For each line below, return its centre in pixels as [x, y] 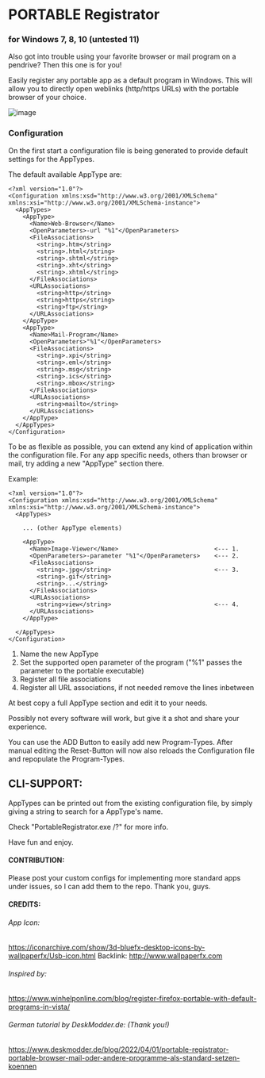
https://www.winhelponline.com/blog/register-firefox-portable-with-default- [132, 998]
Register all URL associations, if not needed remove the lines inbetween [137, 687]
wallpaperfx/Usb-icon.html [52, 955]
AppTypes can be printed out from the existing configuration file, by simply [131, 803]
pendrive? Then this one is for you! [65, 65]
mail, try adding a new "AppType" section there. [86, 463]
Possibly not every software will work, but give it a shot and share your [124, 718]
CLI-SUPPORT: [46, 784]
